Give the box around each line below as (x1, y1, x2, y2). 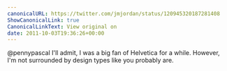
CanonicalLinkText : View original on (7, 23, 117, 30)
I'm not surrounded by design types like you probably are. (7, 56, 174, 65)
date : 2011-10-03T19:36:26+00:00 (7, 29, 105, 37)
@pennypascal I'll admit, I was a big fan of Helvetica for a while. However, (7, 49, 220, 57)
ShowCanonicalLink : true (7, 17, 80, 24)
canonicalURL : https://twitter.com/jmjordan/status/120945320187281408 (7, 10, 220, 17)
